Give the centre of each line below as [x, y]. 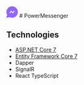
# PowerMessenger [44, 16]
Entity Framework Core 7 [46, 56]
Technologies [33, 35]
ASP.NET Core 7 [36, 50]
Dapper [25, 62]
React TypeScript [37, 75]
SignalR [25, 69]
